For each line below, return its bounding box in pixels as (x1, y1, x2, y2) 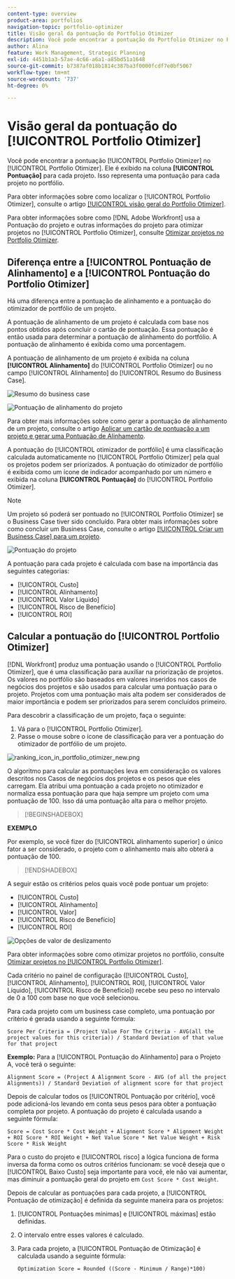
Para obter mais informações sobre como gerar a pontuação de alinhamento (7, 417, 227, 425)
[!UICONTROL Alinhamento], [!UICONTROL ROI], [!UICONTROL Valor (7, 978, 205, 986)
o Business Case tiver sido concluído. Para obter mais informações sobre (7, 517, 218, 525)
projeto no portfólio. (7, 179, 65, 187)
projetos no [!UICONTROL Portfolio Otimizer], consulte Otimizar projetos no (7, 229, 225, 237)
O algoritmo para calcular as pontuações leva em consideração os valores (7, 766, 222, 775)
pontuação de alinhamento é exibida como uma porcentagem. (7, 340, 187, 348)
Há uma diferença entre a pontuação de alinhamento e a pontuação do (7, 297, 211, 305)
